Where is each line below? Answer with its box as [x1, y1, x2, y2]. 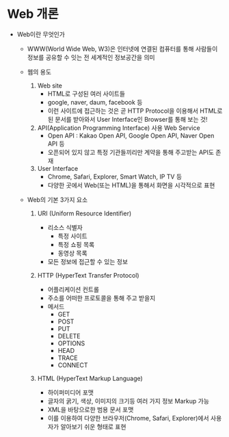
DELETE [57, 332, 81, 340]
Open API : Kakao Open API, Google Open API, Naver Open [47, 131, 215, 140]
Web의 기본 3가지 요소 [27, 196, 88, 204]
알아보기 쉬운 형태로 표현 [60, 422, 126, 431]
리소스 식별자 [47, 223, 83, 231]
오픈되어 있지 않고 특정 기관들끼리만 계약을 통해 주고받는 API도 [47, 148, 214, 156]
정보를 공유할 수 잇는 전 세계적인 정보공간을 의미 [27, 53, 155, 62]
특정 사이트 [57, 232, 87, 240]
